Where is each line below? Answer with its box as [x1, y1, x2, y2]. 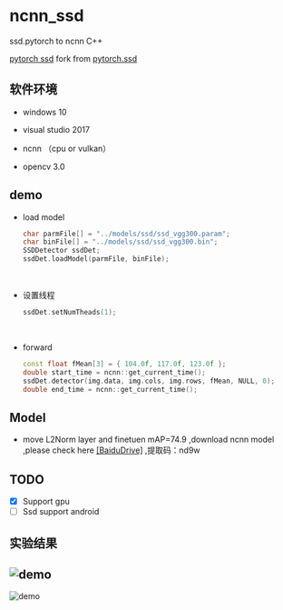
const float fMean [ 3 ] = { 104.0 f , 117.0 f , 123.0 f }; [22, 359, 227, 368]
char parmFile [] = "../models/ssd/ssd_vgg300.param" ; [22, 229, 230, 238]
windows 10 [22, 106, 67, 117]
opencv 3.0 [22, 161, 65, 172]
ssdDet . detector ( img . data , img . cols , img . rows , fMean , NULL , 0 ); [22, 376, 275, 385]
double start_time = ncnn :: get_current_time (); [22, 367, 206, 377]
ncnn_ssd [9, 5, 84, 26]
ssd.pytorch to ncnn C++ [9, 35, 103, 46]
